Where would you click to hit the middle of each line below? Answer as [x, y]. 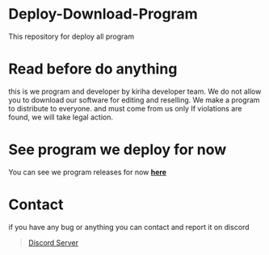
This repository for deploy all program [71, 36]
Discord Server [53, 242]
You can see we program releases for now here [88, 172]
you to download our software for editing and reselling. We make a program [134, 100]
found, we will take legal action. [61, 117]
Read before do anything [93, 69]
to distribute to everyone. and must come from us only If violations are [125, 108]
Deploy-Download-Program [103, 14]
